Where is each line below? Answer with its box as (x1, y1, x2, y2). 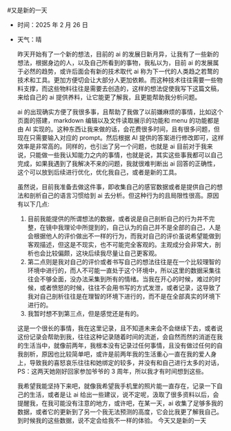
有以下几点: (17, 200, 50, 208)
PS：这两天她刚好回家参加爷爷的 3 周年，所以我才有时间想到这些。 (17, 368, 208, 375)
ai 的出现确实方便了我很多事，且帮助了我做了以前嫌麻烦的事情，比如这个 (17, 108, 223, 116)
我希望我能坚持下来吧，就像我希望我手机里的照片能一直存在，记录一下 (17, 382, 217, 390)
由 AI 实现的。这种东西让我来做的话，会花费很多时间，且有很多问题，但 (17, 125, 221, 133)
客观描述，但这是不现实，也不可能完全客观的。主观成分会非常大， (27, 241, 215, 248)
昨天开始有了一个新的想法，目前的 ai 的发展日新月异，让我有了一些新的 (17, 50, 219, 58)
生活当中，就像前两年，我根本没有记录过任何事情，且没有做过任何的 (23, 341, 217, 350)
